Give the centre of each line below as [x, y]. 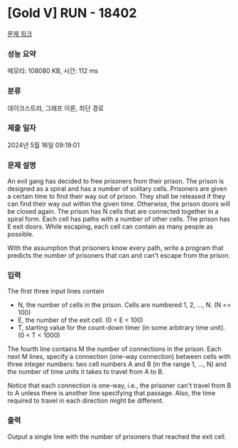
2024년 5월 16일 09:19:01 [44, 145]
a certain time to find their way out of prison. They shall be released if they [117, 197]
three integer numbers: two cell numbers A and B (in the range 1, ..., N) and [117, 364]
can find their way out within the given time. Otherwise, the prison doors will [119, 204]
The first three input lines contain [56, 291]
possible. [21, 234]
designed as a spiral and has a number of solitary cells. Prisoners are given [117, 189]
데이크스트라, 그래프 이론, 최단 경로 [56, 108]
